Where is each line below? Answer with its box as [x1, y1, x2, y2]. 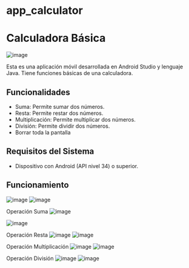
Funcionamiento [6, 180, 69, 191]
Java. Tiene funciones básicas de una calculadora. [6, 70, 133, 77]
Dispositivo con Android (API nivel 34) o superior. [15, 162, 139, 169]
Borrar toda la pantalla [15, 128, 71, 136]
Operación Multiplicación [6, 243, 69, 250]
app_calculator [6, 4, 83, 18]
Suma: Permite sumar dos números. [15, 103, 105, 110]
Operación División [6, 255, 54, 262]
